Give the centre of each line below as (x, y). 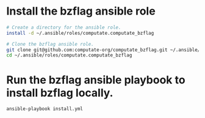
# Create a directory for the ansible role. (64, 27)
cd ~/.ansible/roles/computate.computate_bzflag (69, 55)
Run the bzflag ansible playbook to (96, 80)
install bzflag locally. (60, 93)
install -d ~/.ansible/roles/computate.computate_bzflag (80, 33)
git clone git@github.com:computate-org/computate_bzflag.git (87, 50)
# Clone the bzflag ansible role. (50, 44)
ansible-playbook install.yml (45, 109)
